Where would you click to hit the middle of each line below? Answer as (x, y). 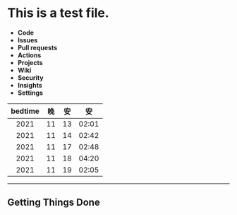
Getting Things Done (54, 203)
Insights (30, 85)
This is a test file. (58, 13)
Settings (30, 93)
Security (30, 77)
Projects (30, 62)
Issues (28, 40)
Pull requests (37, 47)
